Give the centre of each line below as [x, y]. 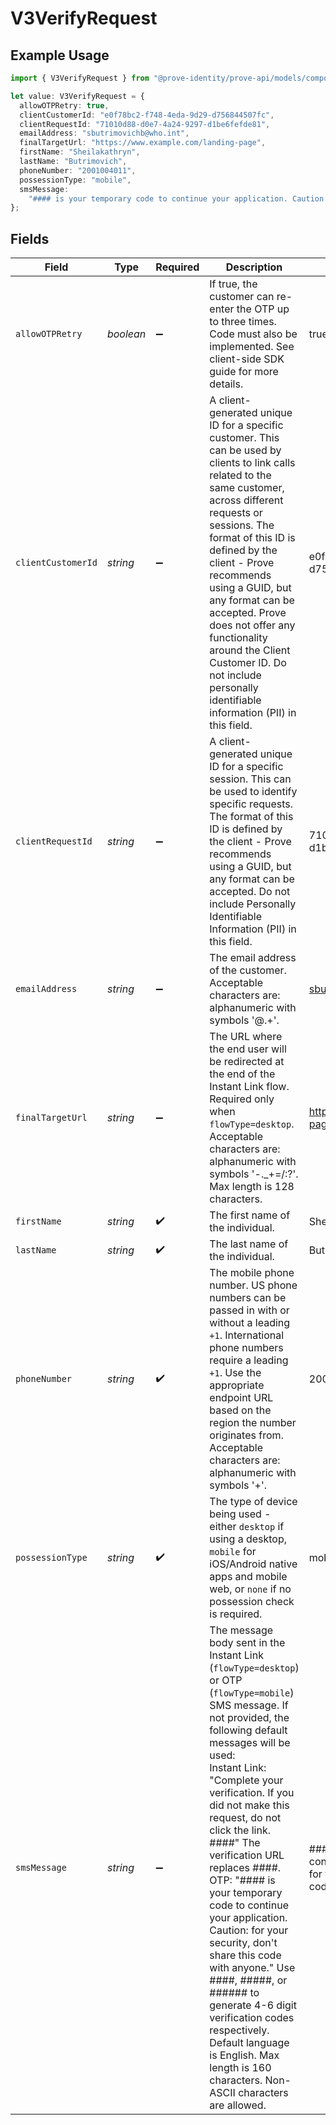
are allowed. [238, 2105]
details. [226, 384]
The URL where [246, 1037]
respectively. [239, 2030]
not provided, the [249, 1718]
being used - [240, 1514]
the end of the [242, 1074]
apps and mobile [248, 1577]
